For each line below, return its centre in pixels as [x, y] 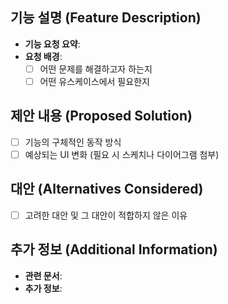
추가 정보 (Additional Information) [114, 249]
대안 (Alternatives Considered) [107, 189]
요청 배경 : [43, 56]
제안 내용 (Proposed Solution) [101, 116]
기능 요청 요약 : [52, 44]
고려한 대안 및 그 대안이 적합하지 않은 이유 [106, 215]
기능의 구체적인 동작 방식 [73, 142]
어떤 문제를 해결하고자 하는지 [96, 69]
